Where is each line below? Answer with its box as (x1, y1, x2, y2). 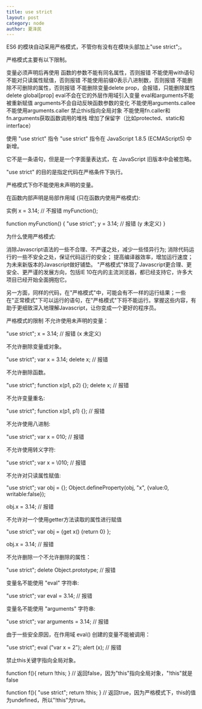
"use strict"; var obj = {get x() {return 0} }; (6, 528, 111, 535)
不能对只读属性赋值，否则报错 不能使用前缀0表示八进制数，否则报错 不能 (6, 76, 187, 84)
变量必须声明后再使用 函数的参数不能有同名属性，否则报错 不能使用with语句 (6, 69, 195, 76)
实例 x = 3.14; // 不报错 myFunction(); (6, 207, 99, 214)
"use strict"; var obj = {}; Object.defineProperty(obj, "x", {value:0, (6, 484, 169, 492)
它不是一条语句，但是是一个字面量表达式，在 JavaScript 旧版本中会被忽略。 (6, 155, 195, 163)
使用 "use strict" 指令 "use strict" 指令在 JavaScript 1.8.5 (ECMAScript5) (6, 135, 186, 143)
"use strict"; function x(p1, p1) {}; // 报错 (6, 407, 105, 415)
